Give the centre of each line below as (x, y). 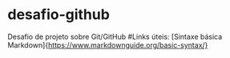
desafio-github (59, 15)
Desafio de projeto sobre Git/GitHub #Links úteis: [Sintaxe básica (115, 37)
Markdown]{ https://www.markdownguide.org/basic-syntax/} (108, 44)
